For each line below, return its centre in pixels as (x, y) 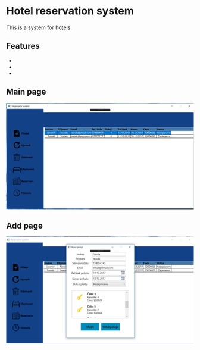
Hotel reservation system (70, 11)
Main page (26, 92)
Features (23, 46)
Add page (25, 225)
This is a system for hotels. (39, 27)
